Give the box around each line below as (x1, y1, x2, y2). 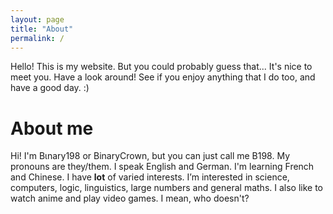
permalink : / (10, 33, 65, 43)
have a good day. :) (10, 82, 90, 94)
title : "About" (10, 24, 74, 34)
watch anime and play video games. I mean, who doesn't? (10, 192, 250, 205)
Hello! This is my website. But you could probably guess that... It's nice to (10, 61, 313, 73)
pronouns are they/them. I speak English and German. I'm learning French (10, 161, 315, 173)
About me (10, 117, 94, 140)
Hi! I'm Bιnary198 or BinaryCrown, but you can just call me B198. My (10, 150, 291, 162)
